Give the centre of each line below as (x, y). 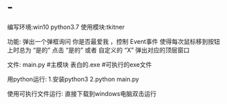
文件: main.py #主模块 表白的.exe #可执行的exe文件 (80, 64)
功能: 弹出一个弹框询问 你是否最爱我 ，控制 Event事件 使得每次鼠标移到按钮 (113, 41)
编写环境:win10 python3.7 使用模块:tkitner (66, 27)
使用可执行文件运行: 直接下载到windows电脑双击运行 (82, 93)
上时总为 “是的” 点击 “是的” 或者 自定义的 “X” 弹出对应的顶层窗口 (99, 50)
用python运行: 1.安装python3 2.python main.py (73, 79)
